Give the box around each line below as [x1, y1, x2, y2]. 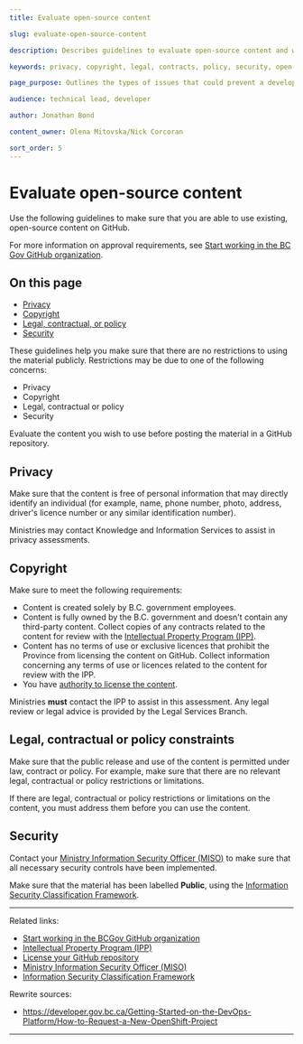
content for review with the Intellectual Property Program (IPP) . [22, 631, 257, 641]
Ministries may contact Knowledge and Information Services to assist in [9, 525, 276, 536]
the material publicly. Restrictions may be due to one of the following [9, 355, 264, 366]
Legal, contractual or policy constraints [9, 732, 235, 748]
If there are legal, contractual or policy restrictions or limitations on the [9, 792, 271, 804]
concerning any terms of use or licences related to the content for [22, 660, 268, 670]
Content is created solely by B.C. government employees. [22, 602, 236, 612]
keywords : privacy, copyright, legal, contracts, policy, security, [9, 62, 272, 71]
